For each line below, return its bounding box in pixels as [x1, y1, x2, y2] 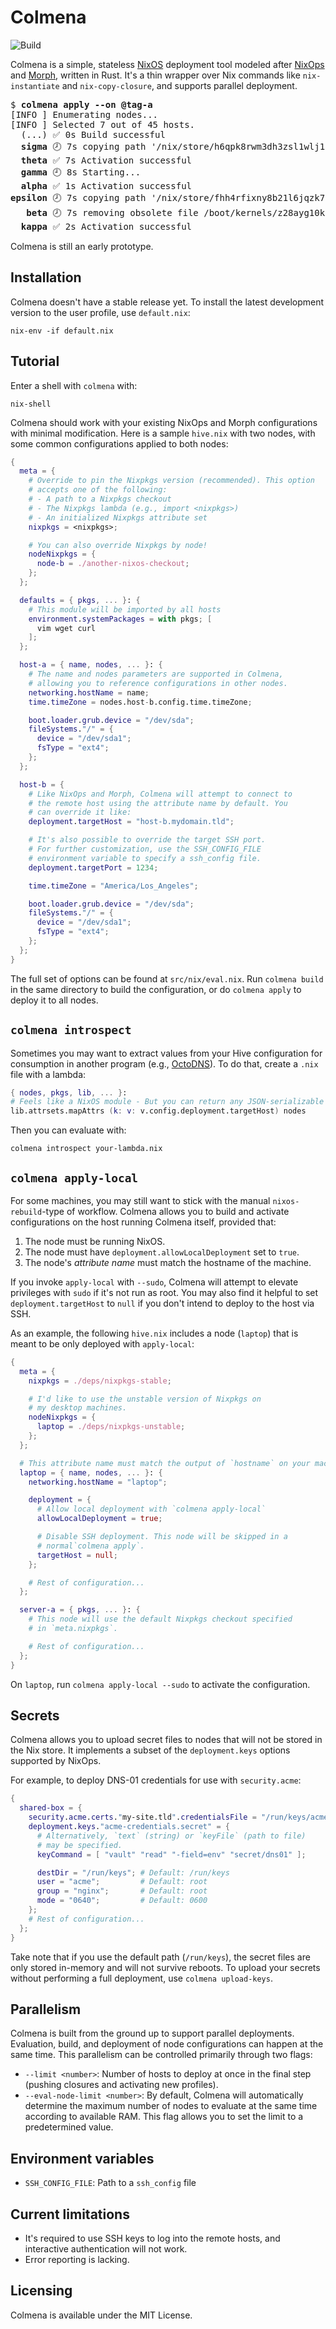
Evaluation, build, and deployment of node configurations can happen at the [10, 2038, 324, 2050]
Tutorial [10, 353, 60, 370]
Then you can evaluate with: [10, 1124, 127, 1136]
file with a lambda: [10, 1068, 87, 1080]
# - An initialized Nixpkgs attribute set [28, 512, 208, 523]
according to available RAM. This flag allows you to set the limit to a [24, 2111, 304, 2123]
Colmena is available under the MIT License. [10, 2309, 193, 2321]
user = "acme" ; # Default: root [36, 1877, 208, 1887]
